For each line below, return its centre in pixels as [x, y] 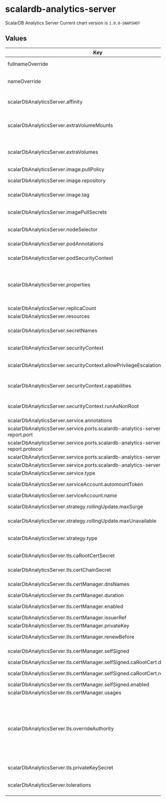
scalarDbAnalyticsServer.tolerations [49, 785]
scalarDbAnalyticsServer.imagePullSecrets [57, 212]
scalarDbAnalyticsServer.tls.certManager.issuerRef [67, 617]
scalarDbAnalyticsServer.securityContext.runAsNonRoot [73, 406]
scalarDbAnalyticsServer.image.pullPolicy [56, 169]
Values [16, 38]
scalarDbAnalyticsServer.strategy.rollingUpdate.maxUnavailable [82, 521]
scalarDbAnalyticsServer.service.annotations [60, 420]
